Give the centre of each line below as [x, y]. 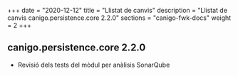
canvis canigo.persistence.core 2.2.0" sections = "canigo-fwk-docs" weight [119, 18]
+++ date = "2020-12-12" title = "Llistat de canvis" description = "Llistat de [118, 10]
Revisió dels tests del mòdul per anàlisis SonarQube [94, 65]
